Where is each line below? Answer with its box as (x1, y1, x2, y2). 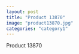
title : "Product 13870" (6, 14, 66, 20)
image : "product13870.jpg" (6, 20, 74, 26)
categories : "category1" (6, 25, 68, 32)
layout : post (6, 8, 39, 15)
